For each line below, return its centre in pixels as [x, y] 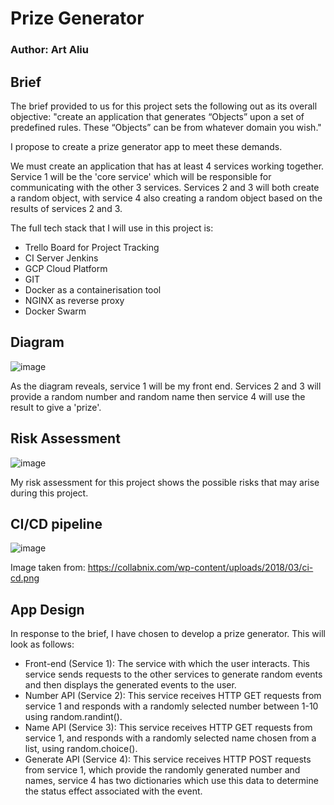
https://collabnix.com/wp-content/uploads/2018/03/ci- [200, 568]
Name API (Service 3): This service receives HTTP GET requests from [168, 728]
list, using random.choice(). [81, 749]
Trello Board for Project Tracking [92, 247]
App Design [47, 609]
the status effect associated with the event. [113, 791]
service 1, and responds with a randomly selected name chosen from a [170, 738]
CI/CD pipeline [56, 523]
